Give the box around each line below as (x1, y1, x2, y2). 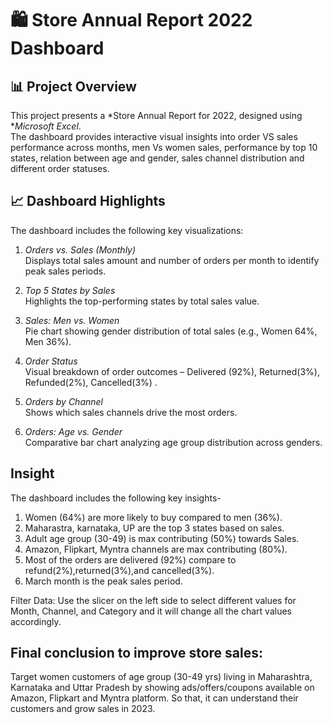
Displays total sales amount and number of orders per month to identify (24, 254, 320, 266)
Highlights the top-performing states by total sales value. (24, 295, 260, 307)
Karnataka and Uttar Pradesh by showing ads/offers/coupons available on (10, 682, 315, 694)
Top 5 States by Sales (24, 284, 116, 296)
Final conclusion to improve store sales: (10, 645, 263, 662)
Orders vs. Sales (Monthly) (24, 243, 137, 256)
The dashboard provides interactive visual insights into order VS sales (10, 131, 298, 142)
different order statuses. (10, 163, 110, 174)
